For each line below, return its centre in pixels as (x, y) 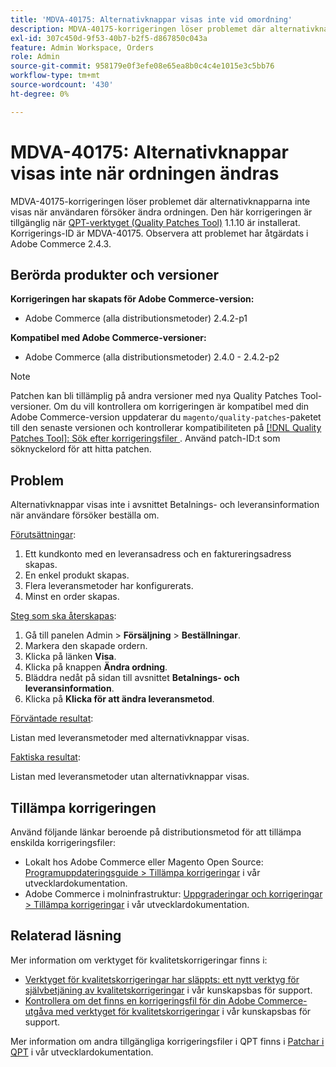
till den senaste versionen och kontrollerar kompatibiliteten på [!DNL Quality (166, 428)
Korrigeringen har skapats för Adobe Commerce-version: (132, 299)
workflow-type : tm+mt (55, 76)
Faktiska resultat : (45, 757)
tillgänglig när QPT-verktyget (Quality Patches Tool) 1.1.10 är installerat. (155, 222)
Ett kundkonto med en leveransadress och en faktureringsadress (158, 554)
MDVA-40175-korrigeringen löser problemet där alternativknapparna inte (160, 201)
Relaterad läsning (66, 936)
